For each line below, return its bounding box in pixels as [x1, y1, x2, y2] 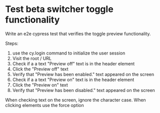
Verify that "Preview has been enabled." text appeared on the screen [12, 71, 154, 77]
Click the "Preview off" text [12, 66, 68, 72]
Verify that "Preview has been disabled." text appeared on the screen [12, 87, 155, 93]
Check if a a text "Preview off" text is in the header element [12, 60, 135, 66]
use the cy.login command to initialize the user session [12, 50, 125, 56]
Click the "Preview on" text [12, 81, 68, 88]
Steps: [5, 40, 18, 46]
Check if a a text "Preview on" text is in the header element [12, 76, 134, 82]
